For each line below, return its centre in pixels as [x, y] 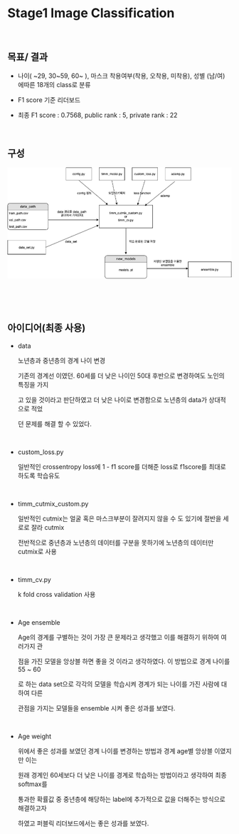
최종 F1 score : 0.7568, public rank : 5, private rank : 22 [97, 115]
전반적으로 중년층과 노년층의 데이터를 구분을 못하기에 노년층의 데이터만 [116, 542]
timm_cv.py [34, 579]
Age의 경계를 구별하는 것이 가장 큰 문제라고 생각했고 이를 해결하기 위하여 [118, 637]
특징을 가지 [33, 384]
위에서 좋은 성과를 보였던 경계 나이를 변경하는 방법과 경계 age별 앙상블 [115, 750]
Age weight [34, 736]
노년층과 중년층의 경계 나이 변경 [61, 360]
